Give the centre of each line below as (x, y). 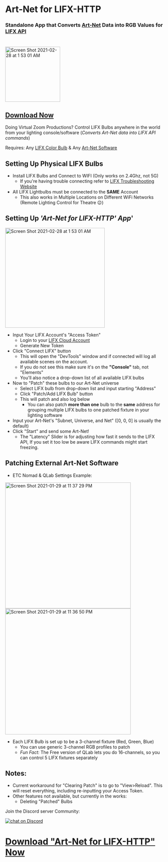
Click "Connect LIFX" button (42, 351)
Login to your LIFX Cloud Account (55, 340)
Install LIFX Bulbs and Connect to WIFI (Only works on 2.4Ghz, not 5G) (86, 175)
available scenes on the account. (54, 361)
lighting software (45, 415)
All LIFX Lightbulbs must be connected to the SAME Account (75, 192)
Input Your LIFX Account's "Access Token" (57, 335)
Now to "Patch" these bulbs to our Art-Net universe (66, 383)
